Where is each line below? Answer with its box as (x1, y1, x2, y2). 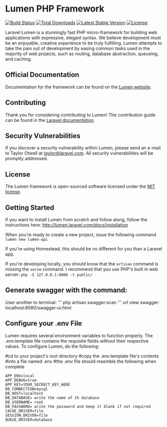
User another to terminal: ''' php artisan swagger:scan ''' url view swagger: (5, 299, 160, 305)
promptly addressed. (5, 156, 48, 162)
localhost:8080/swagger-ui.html (5, 305, 71, 311)
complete (5, 363, 25, 369)
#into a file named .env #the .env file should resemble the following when (5, 358, 156, 364)
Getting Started (5, 203, 54, 212)
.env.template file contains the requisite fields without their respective (5, 338, 149, 344)
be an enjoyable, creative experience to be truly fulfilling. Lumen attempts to (5, 40, 162, 46)
